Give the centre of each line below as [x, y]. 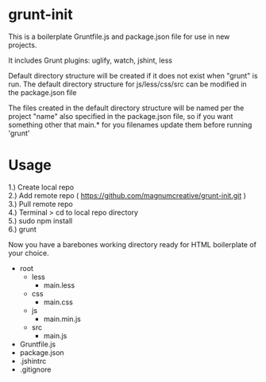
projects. [23, 44]
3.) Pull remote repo [40, 204]
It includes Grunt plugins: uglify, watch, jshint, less [91, 60]
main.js [55, 335]
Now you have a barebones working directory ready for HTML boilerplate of [132, 244]
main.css [58, 302]
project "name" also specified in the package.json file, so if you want [121, 116]
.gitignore [35, 369]
